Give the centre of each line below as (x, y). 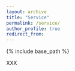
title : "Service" (28, 17)
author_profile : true (33, 29)
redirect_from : (25, 34)
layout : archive (26, 12)
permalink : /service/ (33, 23)
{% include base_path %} (38, 51)
